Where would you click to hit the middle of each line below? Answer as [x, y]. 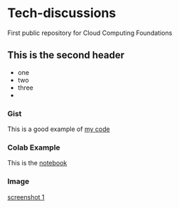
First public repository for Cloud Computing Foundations [90, 33]
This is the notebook [37, 163]
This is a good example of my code [59, 129]
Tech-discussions [62, 13]
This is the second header [66, 55]
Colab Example [34, 147]
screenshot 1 [26, 197]
